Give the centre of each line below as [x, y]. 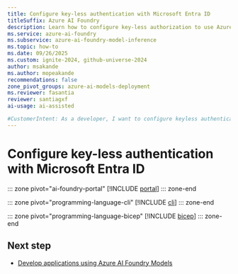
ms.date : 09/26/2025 [38, 54]
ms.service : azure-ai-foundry [52, 34]
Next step [29, 246]
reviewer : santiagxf [38, 100]
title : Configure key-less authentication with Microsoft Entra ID [109, 14]
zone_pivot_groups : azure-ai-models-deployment [79, 86]
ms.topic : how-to [33, 47]
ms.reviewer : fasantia [41, 93]
